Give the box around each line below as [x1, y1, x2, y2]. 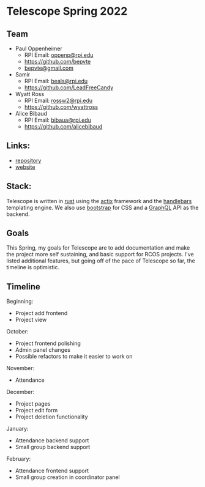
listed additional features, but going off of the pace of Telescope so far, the [6, 257, 196, 264]
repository [15, 157, 42, 164]
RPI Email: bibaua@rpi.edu [24, 116, 92, 124]
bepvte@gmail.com [24, 64, 74, 72]
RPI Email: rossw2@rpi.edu [24, 97, 93, 104]
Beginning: [6, 298, 34, 305]
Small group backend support [15, 444, 91, 451]
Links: [6, 141, 31, 151]
